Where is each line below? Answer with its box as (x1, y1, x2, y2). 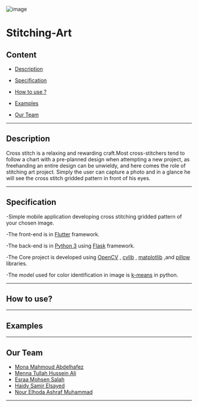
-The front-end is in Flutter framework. (6, 230, 100, 237)
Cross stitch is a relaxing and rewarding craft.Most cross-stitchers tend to (6, 149, 186, 157)
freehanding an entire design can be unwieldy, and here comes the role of (6, 162, 186, 169)
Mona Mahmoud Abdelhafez (14, 363, 84, 370)
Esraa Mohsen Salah (14, 376, 65, 383)
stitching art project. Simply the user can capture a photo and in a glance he (6, 168, 190, 175)
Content (6, 50, 37, 60)
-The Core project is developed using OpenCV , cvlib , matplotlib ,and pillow (6, 253, 190, 261)
